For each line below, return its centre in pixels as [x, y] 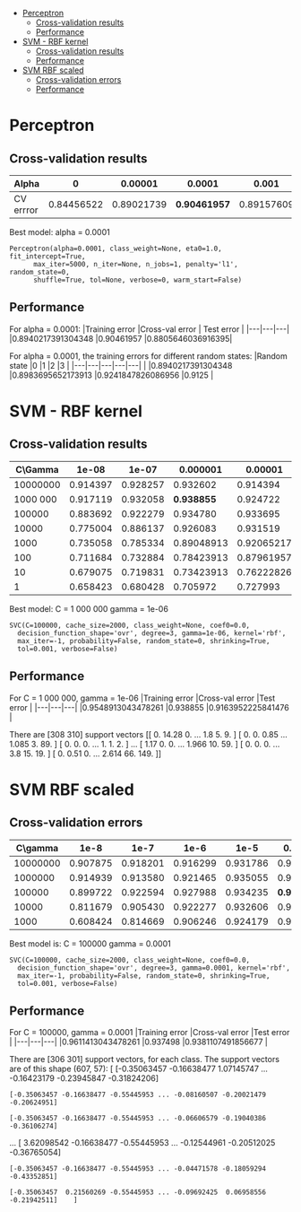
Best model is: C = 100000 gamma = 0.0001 [90, 943]
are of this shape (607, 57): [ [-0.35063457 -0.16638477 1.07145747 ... [139, 1069]
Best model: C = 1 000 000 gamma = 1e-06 [89, 608]
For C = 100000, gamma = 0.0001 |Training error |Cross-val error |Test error [150, 1033]
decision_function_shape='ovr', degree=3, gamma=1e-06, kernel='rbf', [152, 633]
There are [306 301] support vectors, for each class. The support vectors [145, 1059]
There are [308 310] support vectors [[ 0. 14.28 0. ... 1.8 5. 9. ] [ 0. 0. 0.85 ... [149, 734]
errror [26, 210]
